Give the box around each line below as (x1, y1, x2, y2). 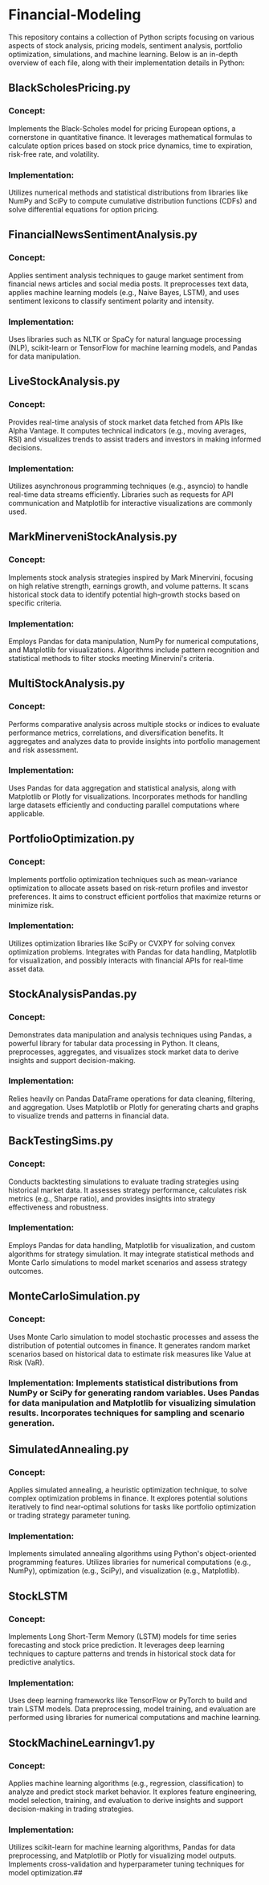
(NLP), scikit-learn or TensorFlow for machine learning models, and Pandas (8, 343, 258, 352)
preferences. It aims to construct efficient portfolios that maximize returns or (8, 891, 262, 901)
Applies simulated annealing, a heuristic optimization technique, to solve (8, 1485, 247, 1495)
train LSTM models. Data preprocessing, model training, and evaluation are (8, 1704, 256, 1714)
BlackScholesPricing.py (8, 81, 131, 95)
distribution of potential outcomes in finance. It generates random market (8, 1341, 251, 1350)
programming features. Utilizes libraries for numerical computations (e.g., (8, 1558, 251, 1567)
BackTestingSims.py (8, 1134, 114, 1148)
